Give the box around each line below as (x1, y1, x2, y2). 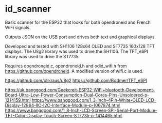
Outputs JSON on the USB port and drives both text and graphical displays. (5, 34, 156, 40)
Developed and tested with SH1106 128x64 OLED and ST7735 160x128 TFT (5, 43, 155, 49)
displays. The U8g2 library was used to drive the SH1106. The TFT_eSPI (5, 48, 148, 54)
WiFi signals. (5, 24, 31, 30)
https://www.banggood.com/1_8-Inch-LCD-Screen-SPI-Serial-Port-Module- (5, 108, 157, 113)
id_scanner (5, 3, 51, 15)
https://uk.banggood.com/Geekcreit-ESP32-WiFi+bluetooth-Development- (5, 87, 155, 92)
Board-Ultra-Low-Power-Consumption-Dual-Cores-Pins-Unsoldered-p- (5, 92, 149, 98)
